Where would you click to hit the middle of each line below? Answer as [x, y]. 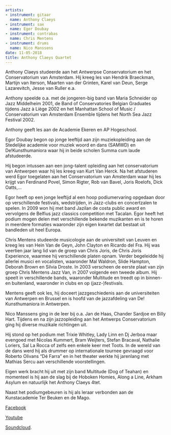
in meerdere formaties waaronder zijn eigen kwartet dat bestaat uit [75, 225]
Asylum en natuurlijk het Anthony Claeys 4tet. [53, 382]
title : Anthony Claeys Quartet [38, 57]
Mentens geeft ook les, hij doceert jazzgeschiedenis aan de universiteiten [82, 293]
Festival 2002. [20, 120]
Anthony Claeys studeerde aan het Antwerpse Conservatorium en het [78, 72]
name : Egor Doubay [30, 29]
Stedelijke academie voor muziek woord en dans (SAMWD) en [70, 145]
